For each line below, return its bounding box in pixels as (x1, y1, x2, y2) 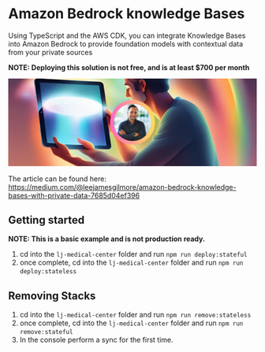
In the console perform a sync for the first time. (19, 335, 174, 345)
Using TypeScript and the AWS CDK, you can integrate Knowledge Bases (8, 31, 246, 40)
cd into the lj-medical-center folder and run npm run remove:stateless (19, 310, 252, 320)
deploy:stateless (19, 268, 77, 276)
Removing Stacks (8, 289, 96, 302)
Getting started (8, 213, 85, 227)
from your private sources (8, 47, 93, 57)
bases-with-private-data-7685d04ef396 (8, 191, 140, 200)
